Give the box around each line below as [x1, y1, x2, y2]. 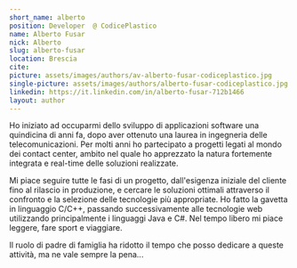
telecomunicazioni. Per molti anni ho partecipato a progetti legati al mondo [9, 139, 283, 150]
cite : [9, 63, 29, 72]
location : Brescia [9, 54, 77, 63]
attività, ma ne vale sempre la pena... [9, 249, 144, 260]
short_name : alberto [9, 12, 86, 22]
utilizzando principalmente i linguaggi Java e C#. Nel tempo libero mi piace [9, 213, 284, 223]
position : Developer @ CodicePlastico [9, 21, 157, 30]
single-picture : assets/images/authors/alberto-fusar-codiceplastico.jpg [9, 79, 289, 88]
